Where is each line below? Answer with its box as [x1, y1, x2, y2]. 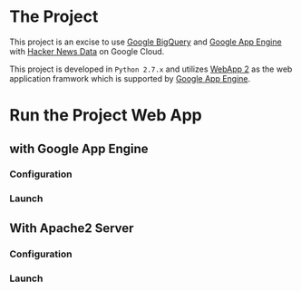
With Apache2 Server [9, 220, 134, 236]
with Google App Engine [9, 141, 149, 156]
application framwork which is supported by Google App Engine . [9, 73, 251, 83]
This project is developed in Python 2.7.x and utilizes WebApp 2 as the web [9, 63, 293, 74]
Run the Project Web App [9, 105, 202, 126]
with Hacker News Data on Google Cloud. [9, 45, 165, 56]
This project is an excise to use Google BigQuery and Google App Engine [9, 36, 283, 47]
